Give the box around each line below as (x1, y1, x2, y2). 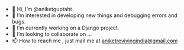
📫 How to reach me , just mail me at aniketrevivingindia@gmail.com (11, 37, 178, 44)
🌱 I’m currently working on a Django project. (11, 24, 120, 31)
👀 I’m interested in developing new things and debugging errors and (11, 12, 177, 19)
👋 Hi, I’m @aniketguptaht (11, 6, 72, 12)
